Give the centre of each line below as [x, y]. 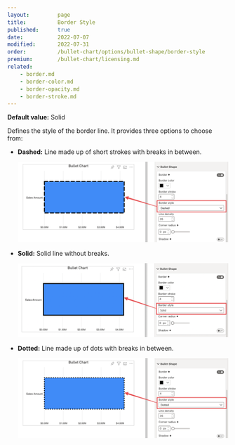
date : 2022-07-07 [48, 37]
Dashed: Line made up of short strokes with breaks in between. [109, 152]
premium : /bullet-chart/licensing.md [73, 60]
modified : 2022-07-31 [48, 45]
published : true [39, 30]
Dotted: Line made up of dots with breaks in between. [95, 348]
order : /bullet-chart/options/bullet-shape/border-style [106, 52]
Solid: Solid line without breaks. [63, 254]
